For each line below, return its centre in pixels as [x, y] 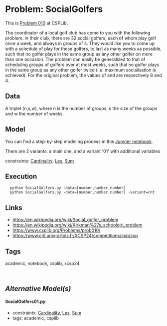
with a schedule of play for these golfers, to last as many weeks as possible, [83, 48]
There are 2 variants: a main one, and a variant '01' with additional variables [83, 151]
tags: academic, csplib [35, 318]
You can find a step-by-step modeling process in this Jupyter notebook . [79, 141]
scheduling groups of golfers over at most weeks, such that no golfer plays [82, 64]
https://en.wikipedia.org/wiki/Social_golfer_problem [65, 220]
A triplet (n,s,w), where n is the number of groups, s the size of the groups [81, 108]
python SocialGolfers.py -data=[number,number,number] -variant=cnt [82, 192]
